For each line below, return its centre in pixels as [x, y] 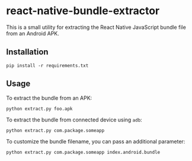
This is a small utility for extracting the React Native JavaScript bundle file [96, 27]
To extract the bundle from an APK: [49, 98]
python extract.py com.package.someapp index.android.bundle [83, 152]
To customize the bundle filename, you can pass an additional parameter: [96, 141]
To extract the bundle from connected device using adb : [74, 120]
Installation [27, 52]
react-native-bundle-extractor [83, 11]
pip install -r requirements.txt [47, 65]
